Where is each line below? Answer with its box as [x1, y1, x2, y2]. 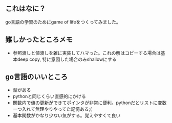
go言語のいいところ [5, 72, 68, 81]
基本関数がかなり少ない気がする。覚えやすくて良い [12, 112, 121, 118]
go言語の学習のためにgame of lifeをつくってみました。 [5, 19, 121, 25]
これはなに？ [5, 4, 46, 13]
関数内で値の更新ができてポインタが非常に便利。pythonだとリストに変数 [12, 100, 167, 106]
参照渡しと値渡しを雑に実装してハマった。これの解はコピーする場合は [12, 50, 161, 56]
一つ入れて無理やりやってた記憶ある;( [12, 106, 92, 112]
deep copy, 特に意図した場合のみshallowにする [17, 56, 117, 62]
